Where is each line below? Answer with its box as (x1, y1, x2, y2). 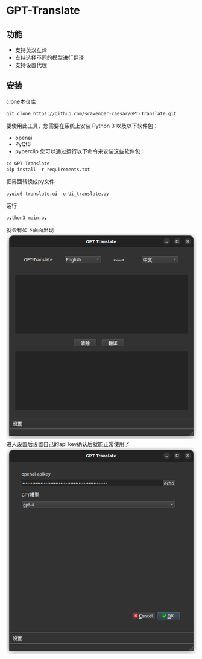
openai (14, 134, 33, 141)
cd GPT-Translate (6, 161, 50, 167)
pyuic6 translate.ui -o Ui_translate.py (6, 191, 110, 197)
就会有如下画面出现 (6, 226, 54, 233)
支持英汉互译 (14, 46, 47, 53)
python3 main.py (6, 215, 47, 221)
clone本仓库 (6, 98, 36, 105)
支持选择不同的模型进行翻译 (14, 54, 84, 61)
